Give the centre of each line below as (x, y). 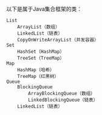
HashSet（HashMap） (41, 52)
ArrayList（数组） (39, 27)
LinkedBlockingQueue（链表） (63, 100)
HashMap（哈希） (36, 70)
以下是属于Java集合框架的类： (44, 9)
